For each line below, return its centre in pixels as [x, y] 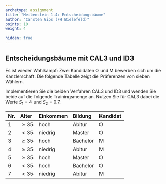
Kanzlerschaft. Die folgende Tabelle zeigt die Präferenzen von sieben [77, 76]
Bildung [82, 116]
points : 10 [17, 24]
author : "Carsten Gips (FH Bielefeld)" [47, 19]
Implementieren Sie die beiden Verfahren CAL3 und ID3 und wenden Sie [81, 91]
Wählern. [15, 81]
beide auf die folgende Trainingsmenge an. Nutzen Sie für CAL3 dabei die [82, 96]
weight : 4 [16, 29]
